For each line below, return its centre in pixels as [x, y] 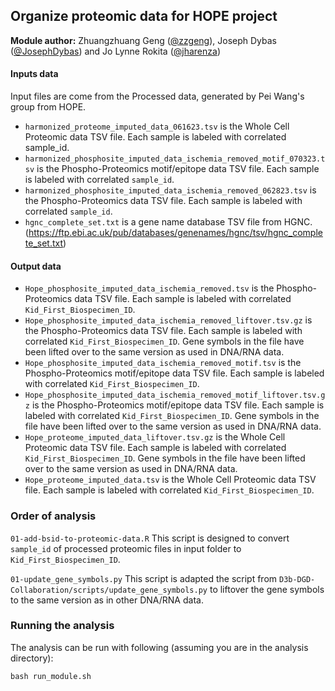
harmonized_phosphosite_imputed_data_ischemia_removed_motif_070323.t [175, 159]
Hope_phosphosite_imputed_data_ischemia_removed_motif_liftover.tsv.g [175, 395]
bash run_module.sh [51, 676]
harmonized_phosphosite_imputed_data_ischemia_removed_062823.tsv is [170, 190]
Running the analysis [62, 626]
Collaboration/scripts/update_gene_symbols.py [109, 590]
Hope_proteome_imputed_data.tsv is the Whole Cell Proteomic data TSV [170, 480]
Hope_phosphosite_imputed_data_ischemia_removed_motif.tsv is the [163, 363]
